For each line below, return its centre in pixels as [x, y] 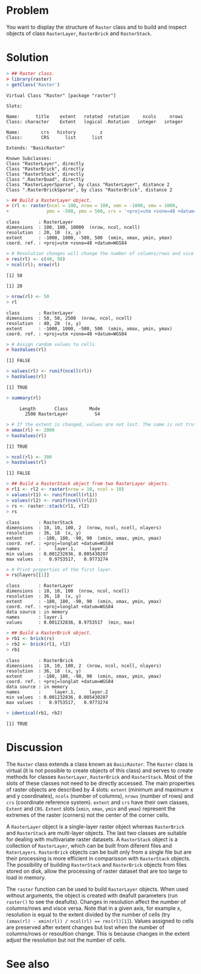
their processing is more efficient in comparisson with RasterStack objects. [98, 858]
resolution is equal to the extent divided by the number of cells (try [88, 914]
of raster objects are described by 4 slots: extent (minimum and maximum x [100, 789]
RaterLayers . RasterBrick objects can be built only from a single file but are [99, 852]
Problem [28, 10]
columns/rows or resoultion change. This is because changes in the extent [98, 933]
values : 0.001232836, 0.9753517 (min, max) [71, 623]
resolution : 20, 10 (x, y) [44, 233]
